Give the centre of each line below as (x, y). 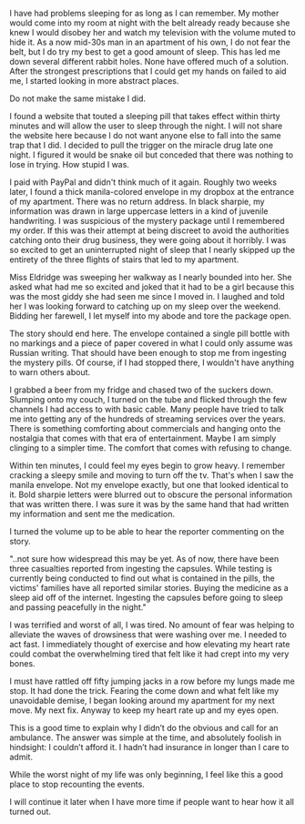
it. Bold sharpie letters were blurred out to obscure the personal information (151, 494)
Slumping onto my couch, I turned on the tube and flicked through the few (148, 399)
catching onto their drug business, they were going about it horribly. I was (148, 240)
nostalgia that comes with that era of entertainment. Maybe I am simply (143, 438)
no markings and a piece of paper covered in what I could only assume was (151, 343)
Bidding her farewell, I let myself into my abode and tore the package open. (150, 316)
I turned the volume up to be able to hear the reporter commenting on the (147, 531)
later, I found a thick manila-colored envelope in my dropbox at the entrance (152, 192)
